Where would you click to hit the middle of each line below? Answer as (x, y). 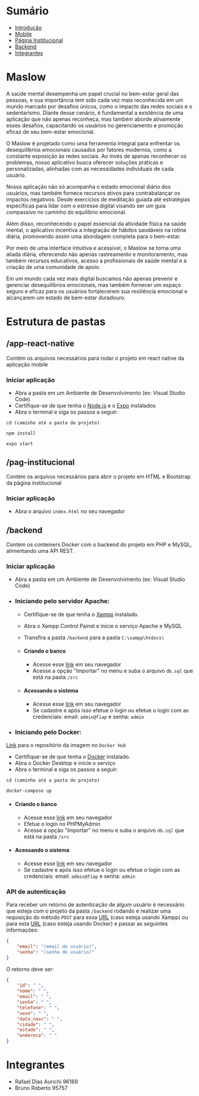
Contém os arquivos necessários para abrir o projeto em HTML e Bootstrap (98, 476)
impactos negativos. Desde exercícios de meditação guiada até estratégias (98, 199)
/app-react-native (40, 344)
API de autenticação (36, 892)
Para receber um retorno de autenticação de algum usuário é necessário (95, 905)
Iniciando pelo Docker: (48, 732)
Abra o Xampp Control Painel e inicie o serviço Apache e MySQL (103, 626)
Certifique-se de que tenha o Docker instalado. (73, 757)
